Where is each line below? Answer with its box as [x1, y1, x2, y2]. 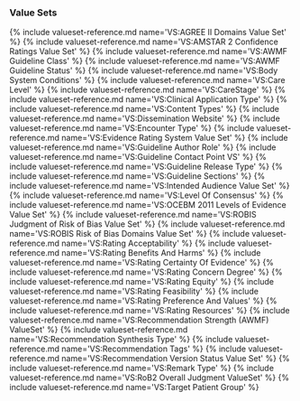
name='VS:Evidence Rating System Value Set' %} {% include [61, 133, 288, 144]
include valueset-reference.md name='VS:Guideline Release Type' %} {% [9, 161, 284, 173]
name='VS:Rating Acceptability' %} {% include [61, 238, 236, 249]
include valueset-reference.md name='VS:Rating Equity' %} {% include [9, 276, 275, 287]
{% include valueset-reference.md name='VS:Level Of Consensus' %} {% [9, 190, 284, 200]
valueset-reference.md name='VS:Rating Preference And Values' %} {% [9, 295, 277, 306]
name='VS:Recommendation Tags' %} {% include [61, 343, 246, 354]
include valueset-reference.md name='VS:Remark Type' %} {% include [9, 363, 275, 374]
